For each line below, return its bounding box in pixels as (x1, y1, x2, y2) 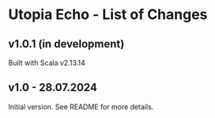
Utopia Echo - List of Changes (8, 6, 208, 24)
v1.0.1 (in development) (8, 37, 125, 51)
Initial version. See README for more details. (8, 101, 154, 112)
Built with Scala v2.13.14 (8, 58, 85, 67)
